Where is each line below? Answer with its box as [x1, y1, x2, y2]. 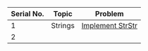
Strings [51, 21, 75, 30]
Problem [94, 9, 125, 18]
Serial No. [11, 9, 44, 18]
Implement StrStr [81, 21, 138, 30]
